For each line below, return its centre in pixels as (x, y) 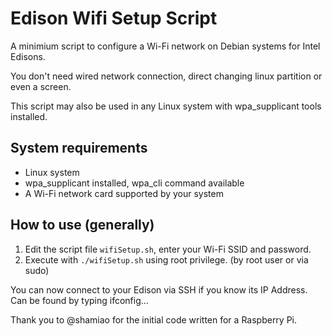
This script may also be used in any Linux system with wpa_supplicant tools (166, 106)
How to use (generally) (82, 225)
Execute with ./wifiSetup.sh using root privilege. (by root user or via (166, 259)
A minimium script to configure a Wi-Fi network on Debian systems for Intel (165, 46)
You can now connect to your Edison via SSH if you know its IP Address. (159, 289)
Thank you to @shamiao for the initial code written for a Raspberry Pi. (154, 319)
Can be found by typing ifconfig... (79, 300)
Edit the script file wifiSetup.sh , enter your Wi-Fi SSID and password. (168, 249)
